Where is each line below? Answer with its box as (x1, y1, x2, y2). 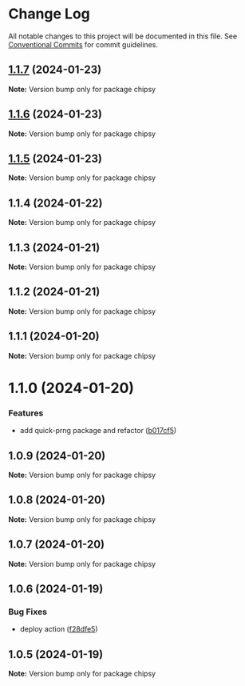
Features (8, 407, 44, 419)
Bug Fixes (8, 606, 48, 617)
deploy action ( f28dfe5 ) (19, 624, 98, 634)
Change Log (8, 5, 90, 23)
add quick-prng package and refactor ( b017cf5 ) (19, 426, 177, 435)
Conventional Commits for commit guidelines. (8, 39, 158, 49)
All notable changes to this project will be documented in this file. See (8, 31, 238, 41)
